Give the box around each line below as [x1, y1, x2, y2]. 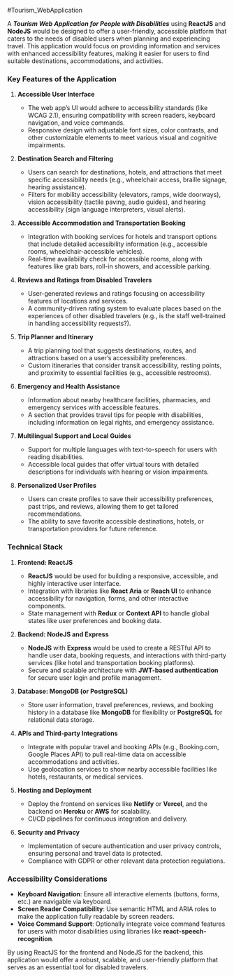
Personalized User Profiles [17, 481, 96, 490]
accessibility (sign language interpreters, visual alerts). [27, 205, 186, 214]
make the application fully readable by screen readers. [17, 912, 175, 920]
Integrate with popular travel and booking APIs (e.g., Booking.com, [27, 742, 219, 751]
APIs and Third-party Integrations [17, 729, 118, 737]
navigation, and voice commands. [27, 118, 126, 127]
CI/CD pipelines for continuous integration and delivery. [27, 814, 188, 823]
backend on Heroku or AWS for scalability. [27, 807, 152, 815]
